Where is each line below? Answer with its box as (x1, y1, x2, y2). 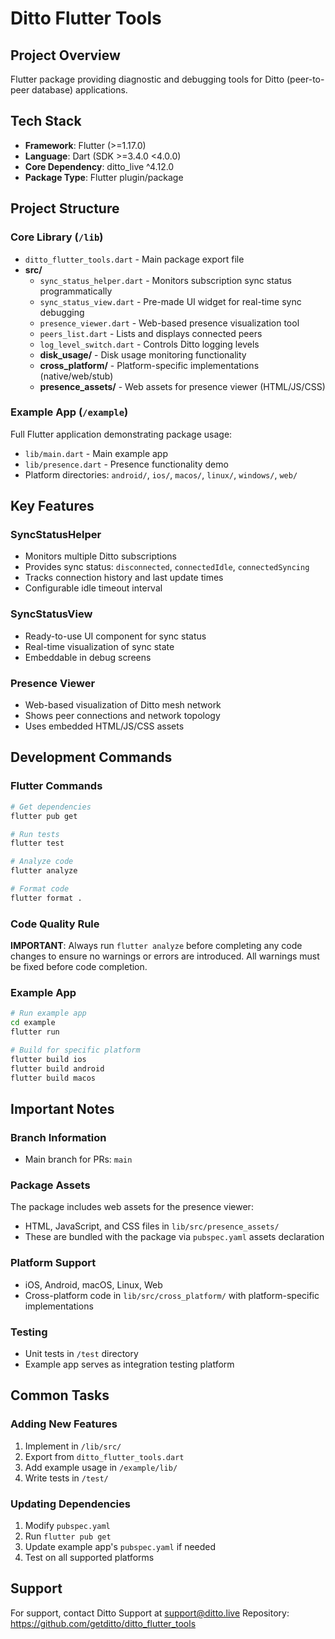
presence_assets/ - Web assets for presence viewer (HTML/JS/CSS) (39, 380, 326, 392)
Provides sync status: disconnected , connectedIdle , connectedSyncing (24, 561, 310, 573)
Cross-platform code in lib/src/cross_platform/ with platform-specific (24, 1289, 320, 1301)
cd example (10, 1018, 56, 1028)
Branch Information (10, 1130, 107, 1144)
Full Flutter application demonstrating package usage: (10, 428, 233, 440)
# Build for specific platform (10, 1045, 141, 1055)
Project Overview (10, 47, 121, 64)
